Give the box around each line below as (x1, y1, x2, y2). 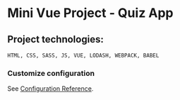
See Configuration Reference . (7, 84, 94, 93)
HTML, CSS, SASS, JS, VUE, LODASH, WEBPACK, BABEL (7, 52, 160, 59)
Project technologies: (7, 33, 104, 45)
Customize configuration (7, 68, 95, 78)
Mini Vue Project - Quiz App (7, 5, 174, 21)
